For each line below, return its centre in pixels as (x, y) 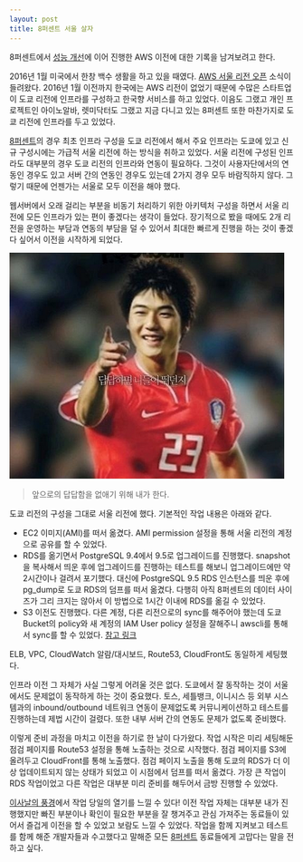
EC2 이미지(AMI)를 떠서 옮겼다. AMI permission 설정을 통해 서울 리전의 (149, 533)
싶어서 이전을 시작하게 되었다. (71, 239)
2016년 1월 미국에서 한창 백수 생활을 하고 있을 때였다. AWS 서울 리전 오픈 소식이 (150, 76)
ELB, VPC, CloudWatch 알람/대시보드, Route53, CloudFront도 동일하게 (137, 654)
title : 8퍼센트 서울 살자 (52, 29)
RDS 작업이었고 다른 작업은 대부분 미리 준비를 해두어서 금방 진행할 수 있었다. (144, 783)
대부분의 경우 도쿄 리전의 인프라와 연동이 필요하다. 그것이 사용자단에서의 (153, 163)
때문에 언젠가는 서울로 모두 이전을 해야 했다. (103, 186)
